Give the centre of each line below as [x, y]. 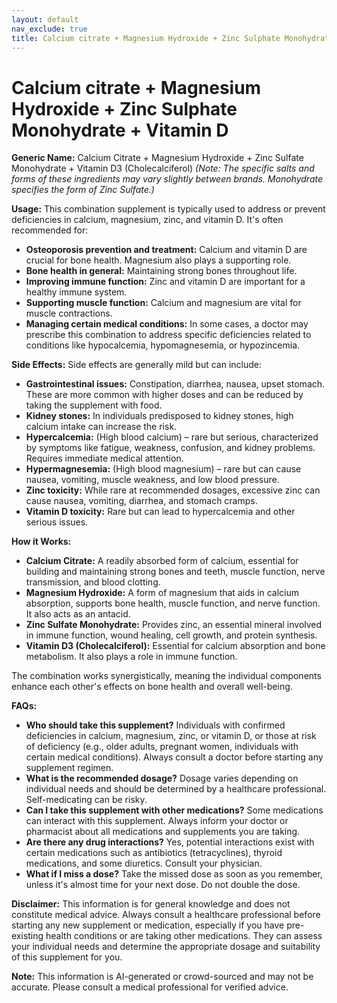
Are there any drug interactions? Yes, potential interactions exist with [170, 842]
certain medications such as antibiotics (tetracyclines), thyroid [154, 853]
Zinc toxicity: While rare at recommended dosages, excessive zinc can [173, 490]
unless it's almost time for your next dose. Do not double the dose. [163, 885]
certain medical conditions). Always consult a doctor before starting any [174, 757]
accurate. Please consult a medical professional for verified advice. [150, 987]
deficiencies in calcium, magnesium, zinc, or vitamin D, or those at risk [171, 736]
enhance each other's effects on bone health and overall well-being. [152, 687]
